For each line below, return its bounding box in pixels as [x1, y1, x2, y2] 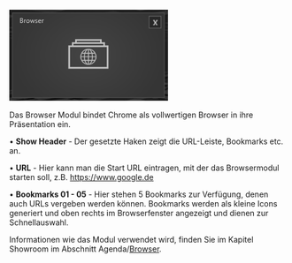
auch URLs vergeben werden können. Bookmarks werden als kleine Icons [9, 199, 278, 208]
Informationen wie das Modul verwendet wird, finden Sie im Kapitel [9, 235, 254, 244]
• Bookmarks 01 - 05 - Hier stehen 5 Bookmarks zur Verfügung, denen [9, 189, 269, 199]
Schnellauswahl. [9, 217, 69, 228]
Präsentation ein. [9, 119, 71, 129]
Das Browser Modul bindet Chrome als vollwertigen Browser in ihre [9, 109, 254, 120]
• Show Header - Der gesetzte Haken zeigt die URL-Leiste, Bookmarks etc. [9, 136, 284, 147]
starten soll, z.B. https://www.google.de [9, 172, 154, 182]
